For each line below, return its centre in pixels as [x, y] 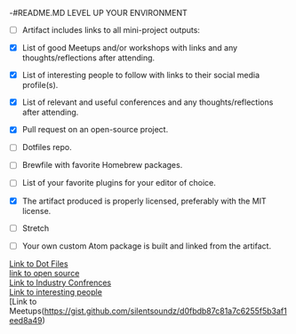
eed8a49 [26, 320]
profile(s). [40, 85]
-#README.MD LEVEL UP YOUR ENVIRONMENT [99, 13]
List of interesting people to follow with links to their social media [141, 76]
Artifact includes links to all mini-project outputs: [111, 30]
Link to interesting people [56, 291]
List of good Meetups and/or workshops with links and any [130, 48]
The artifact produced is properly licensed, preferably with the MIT [144, 201]
